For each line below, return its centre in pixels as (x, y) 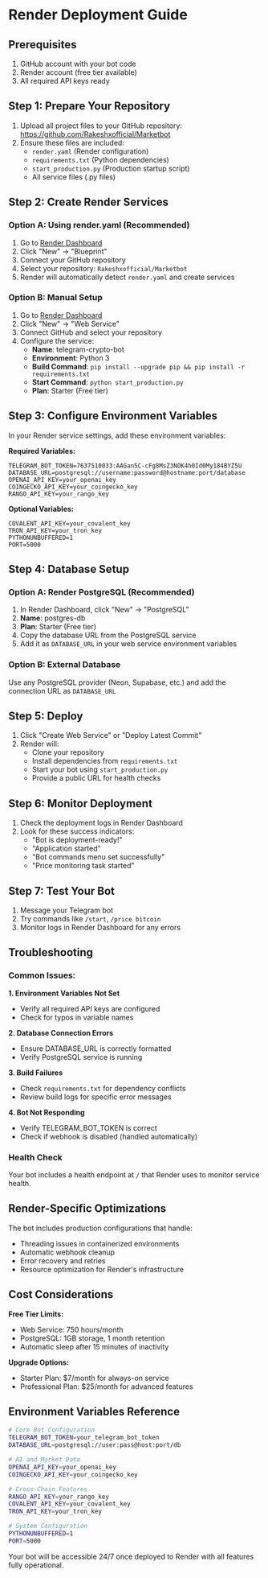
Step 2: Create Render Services (89, 202)
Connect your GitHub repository (73, 260)
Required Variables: (42, 451)
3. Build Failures (35, 1073)
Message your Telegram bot (67, 910)
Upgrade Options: (39, 1362)
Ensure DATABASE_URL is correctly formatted (95, 1049)
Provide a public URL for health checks (96, 778)
